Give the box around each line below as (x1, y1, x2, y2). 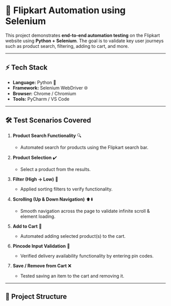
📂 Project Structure (5, 292, 67, 301)
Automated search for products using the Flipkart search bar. (20, 144, 149, 150)
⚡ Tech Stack (5, 63, 48, 72)
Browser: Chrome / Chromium (12, 90, 76, 96)
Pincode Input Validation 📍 (12, 243, 70, 249)
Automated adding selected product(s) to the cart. (20, 233, 126, 239)
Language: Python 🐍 (12, 79, 56, 86)
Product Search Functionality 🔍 (12, 132, 82, 138)
